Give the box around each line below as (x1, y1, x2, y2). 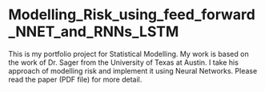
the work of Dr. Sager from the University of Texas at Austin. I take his (8, 58, 239, 67)
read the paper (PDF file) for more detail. (8, 74, 143, 84)
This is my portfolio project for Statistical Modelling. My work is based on (8, 49, 250, 58)
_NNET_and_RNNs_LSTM (8, 22, 179, 41)
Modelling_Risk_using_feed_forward (8, 6, 256, 24)
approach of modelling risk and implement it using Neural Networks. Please (8, 66, 258, 75)
